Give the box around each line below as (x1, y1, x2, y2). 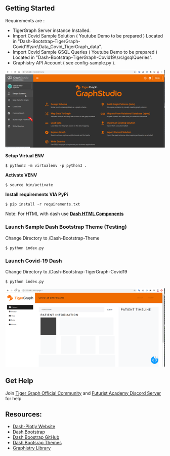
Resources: (5, 410, 42, 419)
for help (5, 395, 22, 401)
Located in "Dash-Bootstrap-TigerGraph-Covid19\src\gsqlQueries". (12, 54, 153, 60)
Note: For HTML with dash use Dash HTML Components (5, 211, 124, 217)
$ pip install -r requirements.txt (5, 202, 80, 207)
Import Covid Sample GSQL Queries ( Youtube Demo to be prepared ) (12, 49, 158, 55)
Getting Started (5, 4, 55, 13)
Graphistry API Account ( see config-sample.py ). (12, 59, 116, 65)
